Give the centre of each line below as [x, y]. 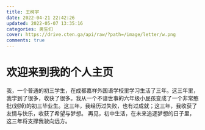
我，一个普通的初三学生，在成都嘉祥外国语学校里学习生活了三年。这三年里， [103, 90]
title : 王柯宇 [23, 12]
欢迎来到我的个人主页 [60, 72]
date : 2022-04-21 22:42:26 [41, 18]
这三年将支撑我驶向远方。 [38, 121]
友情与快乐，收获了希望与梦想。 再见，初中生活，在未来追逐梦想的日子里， [101, 113]
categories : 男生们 [30, 29]
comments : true [26, 40]
